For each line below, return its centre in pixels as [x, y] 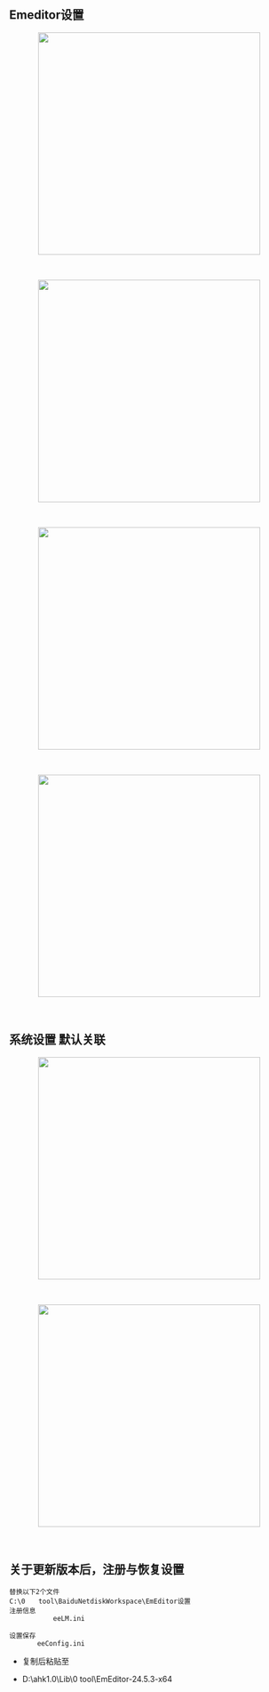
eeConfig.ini [61, 1644]
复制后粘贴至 [45, 1662]
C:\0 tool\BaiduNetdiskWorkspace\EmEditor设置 [100, 1602]
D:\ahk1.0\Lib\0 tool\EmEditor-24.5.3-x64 [97, 1680]
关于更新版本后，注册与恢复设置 [97, 1570]
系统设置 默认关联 [57, 1039]
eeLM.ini [69, 1619]
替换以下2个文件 [35, 1592]
